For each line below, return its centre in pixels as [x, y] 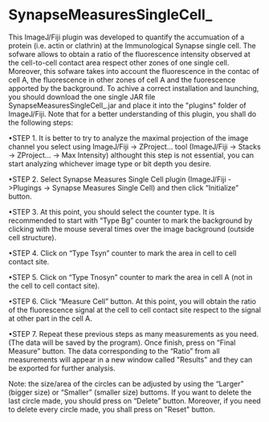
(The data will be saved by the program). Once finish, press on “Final [122, 342]
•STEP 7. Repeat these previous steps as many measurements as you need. [134, 334]
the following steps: [41, 122]
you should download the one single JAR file [82, 96]
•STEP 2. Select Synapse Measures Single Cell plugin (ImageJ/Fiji [117, 179]
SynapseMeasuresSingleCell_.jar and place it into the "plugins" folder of [127, 105]
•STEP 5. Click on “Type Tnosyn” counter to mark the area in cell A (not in [130, 277]
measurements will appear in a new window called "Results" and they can [130, 359]
